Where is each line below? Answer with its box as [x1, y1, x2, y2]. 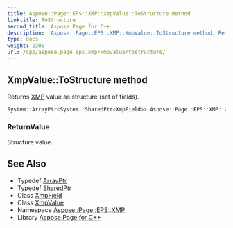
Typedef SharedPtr [17, 184, 72, 192]
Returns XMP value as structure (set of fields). [7, 93, 140, 101]
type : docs [7, 36, 39, 43]
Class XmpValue [17, 198, 64, 207]
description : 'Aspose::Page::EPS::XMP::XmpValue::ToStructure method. [7, 29, 216, 37]
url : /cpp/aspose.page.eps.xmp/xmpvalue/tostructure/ [7, 49, 166, 56]
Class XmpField [17, 191, 62, 199]
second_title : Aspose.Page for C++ [7, 23, 110, 30]
